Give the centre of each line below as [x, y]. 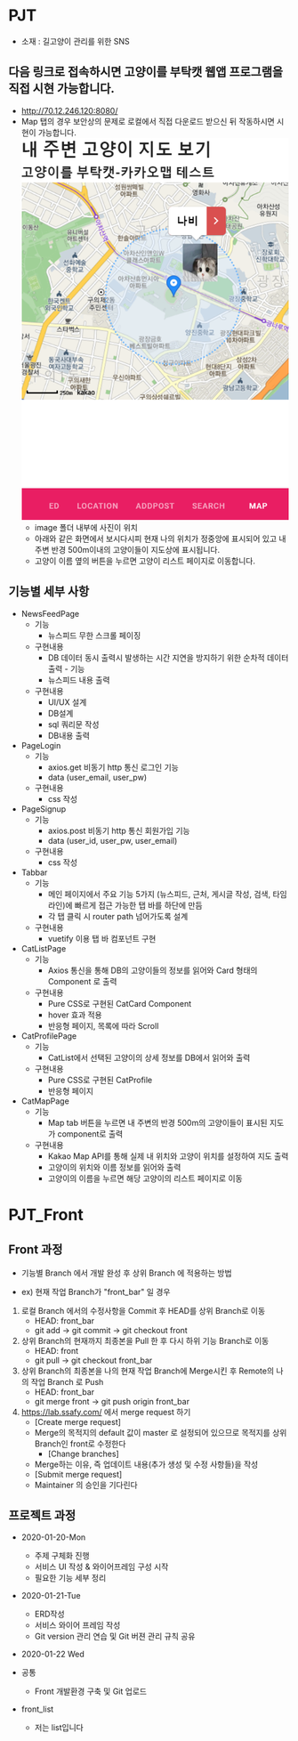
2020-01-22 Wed [53, 1654]
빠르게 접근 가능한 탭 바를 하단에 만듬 [138, 905]
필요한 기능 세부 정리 [70, 1578]
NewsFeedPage [50, 613]
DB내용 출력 [69, 735]
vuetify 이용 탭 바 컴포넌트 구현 [102, 938]
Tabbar [34, 872]
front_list [37, 1709]
